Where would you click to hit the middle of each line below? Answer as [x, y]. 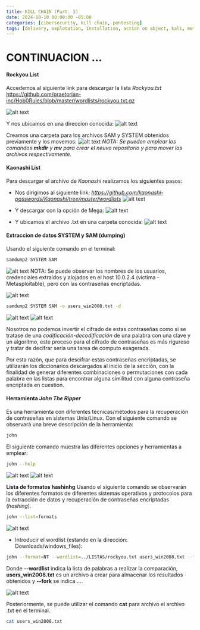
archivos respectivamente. [39, 154]
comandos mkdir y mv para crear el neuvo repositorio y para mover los [94, 148]
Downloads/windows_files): [49, 546]
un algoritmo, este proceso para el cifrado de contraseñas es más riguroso [98, 341]
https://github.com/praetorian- [44, 94]
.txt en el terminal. [28, 610]
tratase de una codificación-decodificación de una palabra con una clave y [99, 335]
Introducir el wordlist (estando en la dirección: [71, 539]
